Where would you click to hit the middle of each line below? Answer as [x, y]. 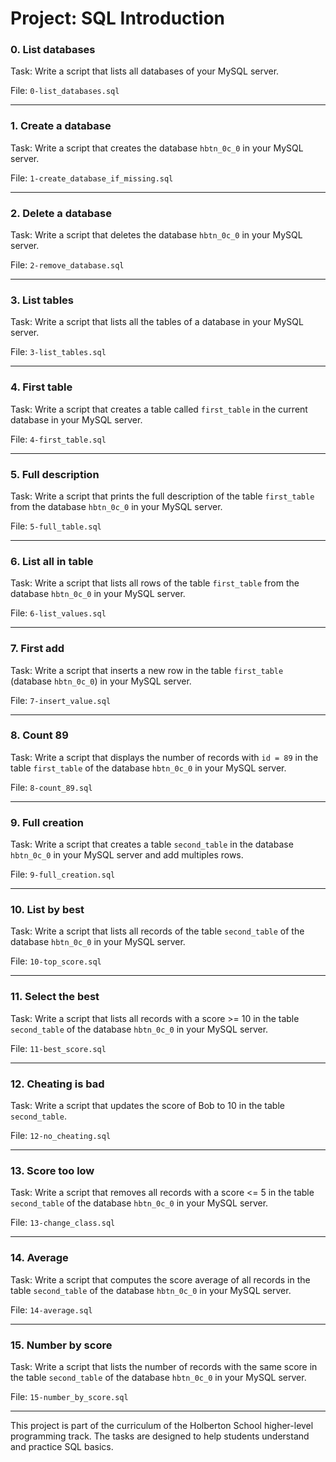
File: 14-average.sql [51, 1309]
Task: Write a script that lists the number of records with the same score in [164, 1366]
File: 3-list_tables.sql [58, 352]
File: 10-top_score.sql [56, 961]
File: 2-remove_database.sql [67, 265]
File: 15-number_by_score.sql [69, 1396]
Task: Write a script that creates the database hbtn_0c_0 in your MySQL [157, 148]
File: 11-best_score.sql [58, 1048]
